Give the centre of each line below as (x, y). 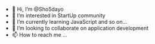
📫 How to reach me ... (39, 35)
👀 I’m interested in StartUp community (58, 15)
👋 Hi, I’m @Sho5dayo (38, 9)
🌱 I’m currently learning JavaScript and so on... (69, 22)
